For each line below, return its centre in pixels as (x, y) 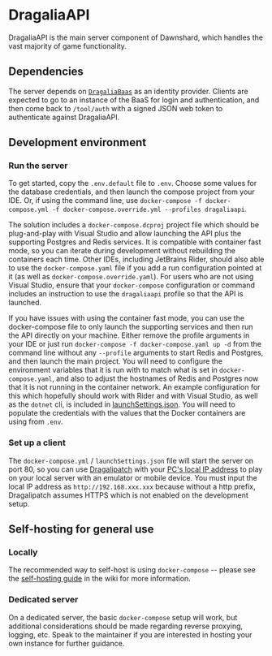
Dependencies (46, 72)
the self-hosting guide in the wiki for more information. (99, 579)
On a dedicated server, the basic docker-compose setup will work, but (123, 617)
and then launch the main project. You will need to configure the (116, 361)
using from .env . (36, 422)
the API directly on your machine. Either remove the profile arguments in (129, 335)
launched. (25, 303)
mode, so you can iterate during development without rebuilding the (122, 251)
